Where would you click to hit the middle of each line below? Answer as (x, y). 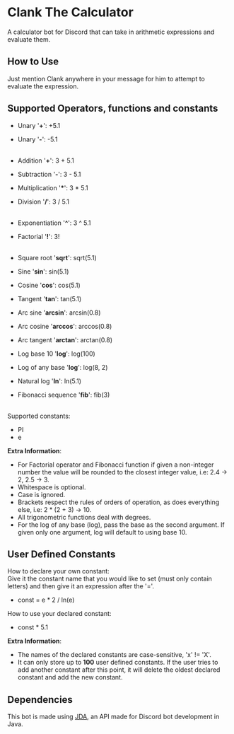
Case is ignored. (41, 494)
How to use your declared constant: (59, 614)
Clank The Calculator (71, 12)
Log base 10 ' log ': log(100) (56, 354)
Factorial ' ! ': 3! (39, 236)
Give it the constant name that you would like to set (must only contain (110, 579)
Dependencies (40, 700)
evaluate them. (29, 39)
